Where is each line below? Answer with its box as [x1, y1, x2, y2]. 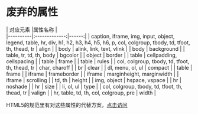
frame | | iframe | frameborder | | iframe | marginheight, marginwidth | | [6, 70, 179, 77]
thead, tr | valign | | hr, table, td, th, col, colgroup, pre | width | [6, 89, 157, 96]
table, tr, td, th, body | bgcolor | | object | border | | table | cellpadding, [6, 51, 177, 58]
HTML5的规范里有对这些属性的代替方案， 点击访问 [6, 101, 128, 108]
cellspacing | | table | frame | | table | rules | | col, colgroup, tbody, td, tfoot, [6, 57, 190, 65]
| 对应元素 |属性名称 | [6, 26, 57, 33]
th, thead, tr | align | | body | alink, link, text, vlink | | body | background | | [6, 45, 185, 52]
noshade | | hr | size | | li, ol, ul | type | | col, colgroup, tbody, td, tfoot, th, [6, 83, 183, 90]
